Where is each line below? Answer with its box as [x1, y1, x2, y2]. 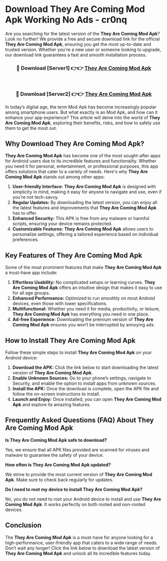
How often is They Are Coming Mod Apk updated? [5, 462, 111, 468]
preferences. [12, 237, 39, 243]
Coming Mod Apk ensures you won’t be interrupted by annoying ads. [12, 322, 156, 328]
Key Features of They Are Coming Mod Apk [5, 251, 143, 260]
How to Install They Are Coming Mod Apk [5, 336, 136, 345]
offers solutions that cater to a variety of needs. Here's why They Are [5, 169, 148, 175]
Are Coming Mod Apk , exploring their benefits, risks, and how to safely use [5, 120, 161, 126]
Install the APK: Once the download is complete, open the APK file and [12, 385, 159, 391]
